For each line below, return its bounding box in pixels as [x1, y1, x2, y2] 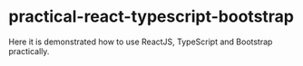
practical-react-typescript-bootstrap [8, 6, 294, 27]
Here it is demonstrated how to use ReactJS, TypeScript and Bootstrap [8, 36, 273, 47]
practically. [8, 45, 50, 56]
